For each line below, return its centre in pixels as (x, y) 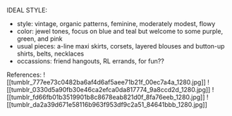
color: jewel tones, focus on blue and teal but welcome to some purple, (120, 31)
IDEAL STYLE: (27, 10)
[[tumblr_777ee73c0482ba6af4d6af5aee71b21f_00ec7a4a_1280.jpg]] (106, 82)
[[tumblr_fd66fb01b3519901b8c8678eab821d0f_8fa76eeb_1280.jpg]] (106, 97)
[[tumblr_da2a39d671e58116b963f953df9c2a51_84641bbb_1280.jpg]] (107, 104)
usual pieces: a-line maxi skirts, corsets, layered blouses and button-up (121, 46)
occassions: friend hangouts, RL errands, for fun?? (91, 61)
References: (24, 75)
